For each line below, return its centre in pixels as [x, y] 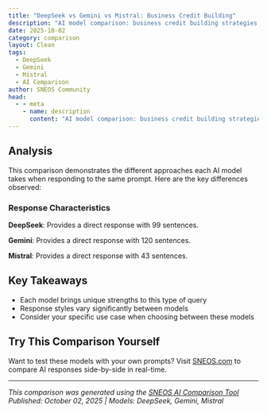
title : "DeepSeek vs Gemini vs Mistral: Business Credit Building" [122, 15]
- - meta [30, 104]
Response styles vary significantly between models [104, 308]
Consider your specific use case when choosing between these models [137, 317]
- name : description [56, 112]
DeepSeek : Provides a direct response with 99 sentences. [104, 225]
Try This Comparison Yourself [84, 342]
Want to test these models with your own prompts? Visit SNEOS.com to [124, 361]
